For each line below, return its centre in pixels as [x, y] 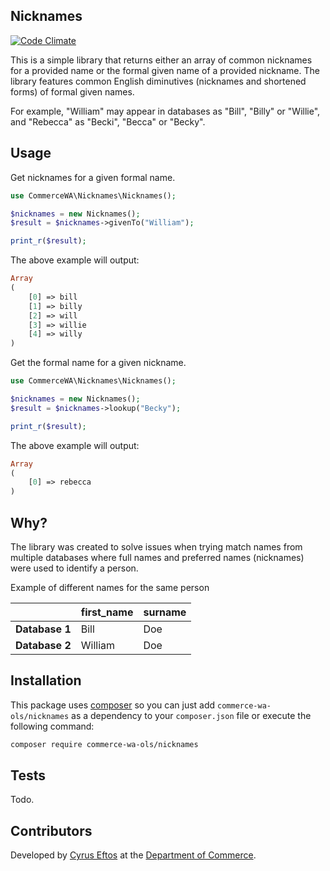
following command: [52, 726]
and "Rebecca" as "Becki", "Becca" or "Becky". [108, 121]
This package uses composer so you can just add [113, 705]
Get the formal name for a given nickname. [98, 363]
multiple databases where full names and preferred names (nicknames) [157, 557]
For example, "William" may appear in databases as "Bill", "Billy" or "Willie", [165, 111]
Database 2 [43, 645]
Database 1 [43, 629]
